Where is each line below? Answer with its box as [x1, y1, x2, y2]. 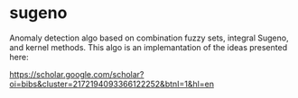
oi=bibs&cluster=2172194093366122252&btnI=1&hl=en [9, 78, 215, 89]
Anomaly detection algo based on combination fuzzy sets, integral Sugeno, [9, 32, 289, 43]
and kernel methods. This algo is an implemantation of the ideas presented [9, 41, 287, 52]
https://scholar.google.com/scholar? [9, 68, 144, 79]
